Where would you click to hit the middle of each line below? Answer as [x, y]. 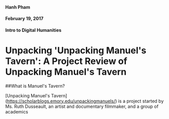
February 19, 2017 [24, 19]
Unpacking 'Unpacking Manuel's [76, 50]
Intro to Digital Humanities [33, 30]
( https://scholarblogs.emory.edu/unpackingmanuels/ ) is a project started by [84, 101]
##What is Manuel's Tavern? [35, 86]
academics [17, 111]
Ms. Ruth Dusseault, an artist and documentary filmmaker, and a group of [82, 106]
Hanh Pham [18, 7]
